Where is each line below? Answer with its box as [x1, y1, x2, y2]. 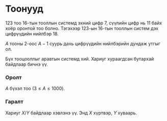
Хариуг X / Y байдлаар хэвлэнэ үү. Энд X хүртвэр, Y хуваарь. [5, 110, 137, 116]
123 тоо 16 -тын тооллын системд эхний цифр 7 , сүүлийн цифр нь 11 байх [5, 20, 162, 26]
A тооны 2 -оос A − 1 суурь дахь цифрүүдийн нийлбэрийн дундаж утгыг [5, 40, 161, 46]
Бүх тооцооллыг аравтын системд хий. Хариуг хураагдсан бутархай [5, 55, 154, 62]
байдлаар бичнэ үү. [5, 61, 49, 67]
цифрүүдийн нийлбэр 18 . [5, 31, 59, 37]
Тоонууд [5, 3, 43, 15]
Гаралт [5, 98, 24, 105]
